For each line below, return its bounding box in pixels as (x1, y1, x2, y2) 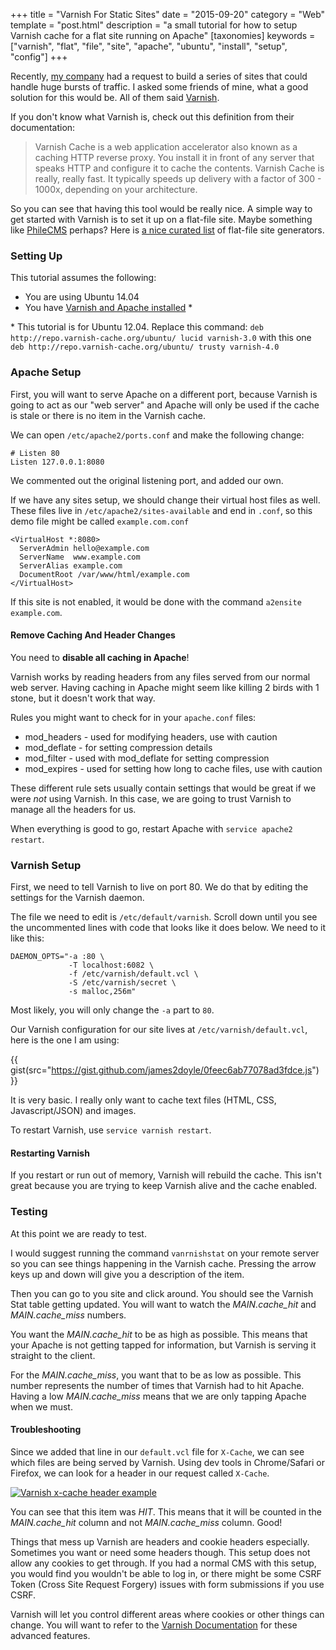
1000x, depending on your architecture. (34, 184, 198, 195)
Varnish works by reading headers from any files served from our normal (10, 670, 311, 683)
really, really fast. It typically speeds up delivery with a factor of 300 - (34, 173, 322, 184)
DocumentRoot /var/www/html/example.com (19, 569, 190, 579)
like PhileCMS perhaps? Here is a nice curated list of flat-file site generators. (10, 224, 325, 236)
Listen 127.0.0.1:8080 (10, 457, 105, 467)
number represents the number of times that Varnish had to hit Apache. (10, 1379, 305, 1391)
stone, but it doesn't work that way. (10, 692, 156, 704)
